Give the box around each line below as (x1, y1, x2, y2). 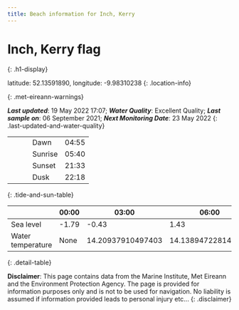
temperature (11, 239, 53, 249)
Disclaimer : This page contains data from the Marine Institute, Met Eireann (7, 272, 226, 280)
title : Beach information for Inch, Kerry (7, 10, 135, 18)
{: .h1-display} (7, 65, 48, 73)
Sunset (32, 160, 56, 170)
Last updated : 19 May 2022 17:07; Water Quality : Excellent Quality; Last (7, 106, 221, 115)
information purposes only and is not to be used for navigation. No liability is (7, 286, 231, 296)
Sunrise (32, 149, 58, 159)
